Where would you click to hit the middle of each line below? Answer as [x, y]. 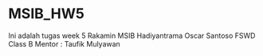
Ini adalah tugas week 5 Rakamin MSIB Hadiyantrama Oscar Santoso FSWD [132, 35]
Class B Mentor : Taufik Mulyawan [65, 43]
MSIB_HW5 [47, 14]
